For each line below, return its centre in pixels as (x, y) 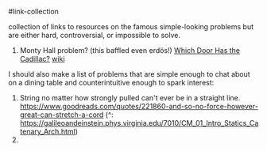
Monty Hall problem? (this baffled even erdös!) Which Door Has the (130, 50)
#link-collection (34, 11)
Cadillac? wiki (42, 59)
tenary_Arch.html (47, 131)
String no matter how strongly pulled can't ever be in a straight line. (130, 98)
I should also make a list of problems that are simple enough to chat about (129, 74)
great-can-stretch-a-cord (62, 115)
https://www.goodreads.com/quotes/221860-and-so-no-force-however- (139, 106)
